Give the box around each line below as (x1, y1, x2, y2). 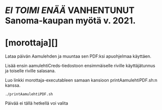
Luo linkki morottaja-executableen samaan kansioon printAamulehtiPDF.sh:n (5, 78, 158, 83)
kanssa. (5, 82, 21, 88)
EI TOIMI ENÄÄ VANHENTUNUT (5, 5, 135, 16)
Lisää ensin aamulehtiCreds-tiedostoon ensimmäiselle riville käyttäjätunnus (5, 63, 155, 69)
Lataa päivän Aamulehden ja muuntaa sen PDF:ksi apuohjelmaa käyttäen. (5, 53, 152, 59)
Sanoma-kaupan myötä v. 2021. (5, 15, 136, 26)
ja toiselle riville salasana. (5, 68, 56, 74)
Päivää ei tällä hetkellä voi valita (5, 100, 68, 106)
